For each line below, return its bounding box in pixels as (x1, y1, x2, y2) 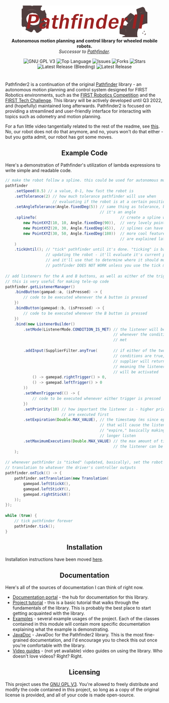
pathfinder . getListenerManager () (5, 284, 75, 289)
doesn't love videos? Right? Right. (12, 653, 83, 659)
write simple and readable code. (5, 168, 72, 173)
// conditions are (113, 353, 152, 358)
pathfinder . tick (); (14, 523, 55, 529)
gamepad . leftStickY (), (23, 486, 71, 492)
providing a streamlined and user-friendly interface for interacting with (5, 108, 151, 114)
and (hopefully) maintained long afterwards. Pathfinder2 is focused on (5, 103, 151, 109)
